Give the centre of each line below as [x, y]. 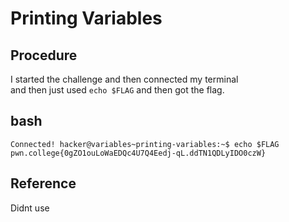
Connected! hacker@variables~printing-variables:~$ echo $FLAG [145, 144]
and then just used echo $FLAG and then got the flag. [117, 90]
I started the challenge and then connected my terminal [124, 79]
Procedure [44, 55]
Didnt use [30, 208]
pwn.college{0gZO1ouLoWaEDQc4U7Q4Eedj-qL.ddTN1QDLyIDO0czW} [138, 153]
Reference [43, 183]
